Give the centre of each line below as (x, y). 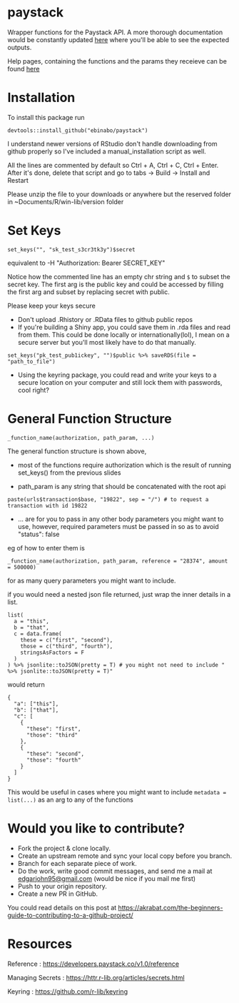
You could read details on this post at (62, 907)
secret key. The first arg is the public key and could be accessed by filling (116, 284)
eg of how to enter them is (46, 548)
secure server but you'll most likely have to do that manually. (107, 342)
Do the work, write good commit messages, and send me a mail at (115, 871)
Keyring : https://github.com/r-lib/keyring (68, 991)
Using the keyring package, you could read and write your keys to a (117, 375)
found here (24, 69)
